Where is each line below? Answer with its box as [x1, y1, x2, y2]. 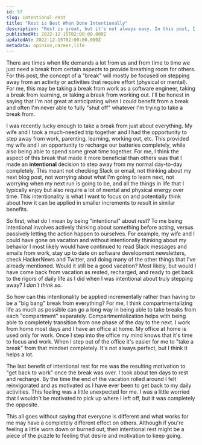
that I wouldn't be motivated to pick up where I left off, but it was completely [6, 394, 195, 402]
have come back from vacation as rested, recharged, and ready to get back [6, 268, 194, 275]
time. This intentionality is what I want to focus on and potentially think [6, 193, 181, 200]
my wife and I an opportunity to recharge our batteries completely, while [6, 141, 186, 149]
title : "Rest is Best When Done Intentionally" [6, 20, 128, 26]
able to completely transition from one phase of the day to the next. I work [6, 318, 191, 326]
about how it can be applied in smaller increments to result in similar [6, 199, 175, 206]
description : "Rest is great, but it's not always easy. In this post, [6, 25, 190, 32]
